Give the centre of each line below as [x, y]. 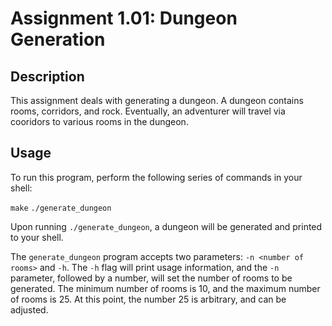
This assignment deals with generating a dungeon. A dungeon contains [157, 100]
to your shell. [37, 237]
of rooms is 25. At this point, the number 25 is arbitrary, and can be [148, 299]
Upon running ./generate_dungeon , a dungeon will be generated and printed [166, 226]
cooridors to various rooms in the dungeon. [99, 121]
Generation [58, 39]
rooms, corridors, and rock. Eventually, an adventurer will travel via [148, 111]
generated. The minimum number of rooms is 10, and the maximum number [165, 288]
